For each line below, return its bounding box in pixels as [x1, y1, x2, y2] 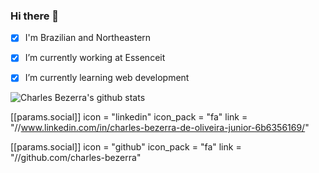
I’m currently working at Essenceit [24, 52, 166, 64]
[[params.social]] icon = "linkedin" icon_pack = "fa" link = [10, 111, 248, 123]
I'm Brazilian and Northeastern [24, 32, 152, 44]
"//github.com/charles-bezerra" [10, 152, 142, 164]
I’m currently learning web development [24, 72, 190, 84]
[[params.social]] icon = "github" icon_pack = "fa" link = [10, 141, 242, 153]
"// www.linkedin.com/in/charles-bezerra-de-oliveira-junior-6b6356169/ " [10, 122, 310, 134]
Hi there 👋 [10, 9, 60, 23]
